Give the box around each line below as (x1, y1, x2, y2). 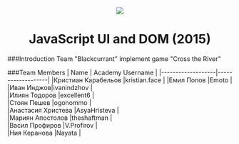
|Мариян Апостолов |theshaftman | (7, 113, 113, 122)
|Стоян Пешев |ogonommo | (7, 98, 91, 106)
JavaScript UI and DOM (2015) (29, 31, 211, 48)
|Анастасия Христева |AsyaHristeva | (7, 106, 119, 114)
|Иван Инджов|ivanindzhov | (7, 83, 93, 92)
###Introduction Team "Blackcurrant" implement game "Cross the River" (7, 54, 221, 63)
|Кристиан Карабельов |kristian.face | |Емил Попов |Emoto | (51, 75, 233, 84)
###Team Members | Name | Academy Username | (7, 68, 158, 77)
